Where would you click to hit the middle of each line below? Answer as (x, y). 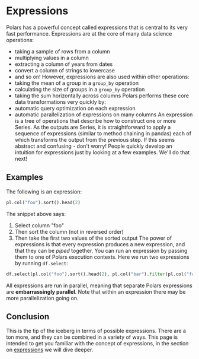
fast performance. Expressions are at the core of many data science (89, 33)
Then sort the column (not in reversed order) (69, 231)
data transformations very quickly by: (60, 101)
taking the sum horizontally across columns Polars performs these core (102, 96)
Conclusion (28, 317)
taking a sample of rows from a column (62, 51)
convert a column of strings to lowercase (65, 70)
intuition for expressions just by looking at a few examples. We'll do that (102, 152)
